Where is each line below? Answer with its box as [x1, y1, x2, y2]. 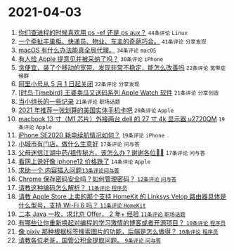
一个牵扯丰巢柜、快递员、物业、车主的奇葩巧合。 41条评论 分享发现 [18, 36, 207, 46]
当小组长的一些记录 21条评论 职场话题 [18, 97, 121, 105]
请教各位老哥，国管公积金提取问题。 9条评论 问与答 [18, 236, 162, 244]
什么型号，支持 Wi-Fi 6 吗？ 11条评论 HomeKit [18, 201, 146, 209]
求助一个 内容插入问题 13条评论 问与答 [18, 165, 120, 174]
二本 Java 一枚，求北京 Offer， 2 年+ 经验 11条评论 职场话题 [18, 210, 186, 218]
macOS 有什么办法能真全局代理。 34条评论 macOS [18, 46, 157, 54]
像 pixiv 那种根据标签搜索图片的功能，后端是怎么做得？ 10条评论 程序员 [18, 227, 219, 236]
